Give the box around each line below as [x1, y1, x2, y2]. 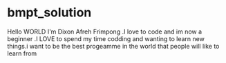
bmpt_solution [7, 5, 92, 21]
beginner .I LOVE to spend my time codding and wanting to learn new [7, 34, 205, 42]
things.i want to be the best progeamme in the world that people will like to [7, 42, 220, 50]
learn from [7, 49, 37, 58]
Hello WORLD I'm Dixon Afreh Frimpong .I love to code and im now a [7, 27, 203, 36]
